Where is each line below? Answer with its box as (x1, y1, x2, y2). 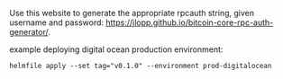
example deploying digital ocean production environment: (9, 44, 224, 55)
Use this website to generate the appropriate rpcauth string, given (9, 8, 255, 18)
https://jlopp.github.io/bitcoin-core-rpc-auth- (105, 17, 274, 28)
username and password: (9, 17, 105, 28)
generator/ (9, 27, 49, 37)
